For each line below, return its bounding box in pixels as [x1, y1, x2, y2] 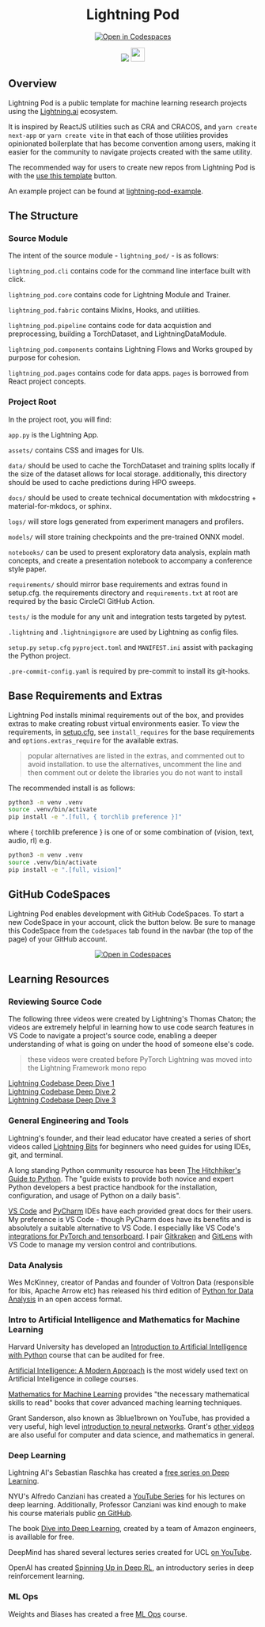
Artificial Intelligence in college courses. [8, 1374, 138, 1384]
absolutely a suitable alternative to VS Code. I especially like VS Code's [8, 1223, 240, 1232]
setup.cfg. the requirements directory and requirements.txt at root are [8, 588, 239, 598]
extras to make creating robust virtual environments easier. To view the [8, 719, 240, 728]
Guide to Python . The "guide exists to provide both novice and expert [8, 1174, 234, 1183]
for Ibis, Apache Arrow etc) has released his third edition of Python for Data [8, 1285, 254, 1295]
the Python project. [8, 651, 71, 660]
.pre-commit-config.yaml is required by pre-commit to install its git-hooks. [8, 666, 251, 675]
